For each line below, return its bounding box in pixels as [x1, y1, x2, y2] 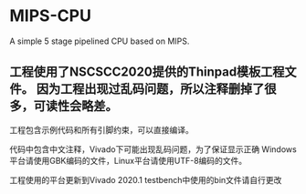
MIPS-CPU [9, 5, 91, 26]
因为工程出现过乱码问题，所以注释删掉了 [36, 81, 265, 97]
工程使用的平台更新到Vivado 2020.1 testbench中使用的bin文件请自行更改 [9, 174, 282, 185]
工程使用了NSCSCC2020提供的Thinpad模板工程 [9, 65, 285, 80]
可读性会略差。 [33, 98, 118, 114]
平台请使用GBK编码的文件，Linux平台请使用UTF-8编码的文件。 [9, 155, 248, 166]
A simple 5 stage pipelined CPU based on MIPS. [9, 36, 190, 46]
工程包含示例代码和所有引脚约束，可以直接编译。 [9, 124, 194, 135]
